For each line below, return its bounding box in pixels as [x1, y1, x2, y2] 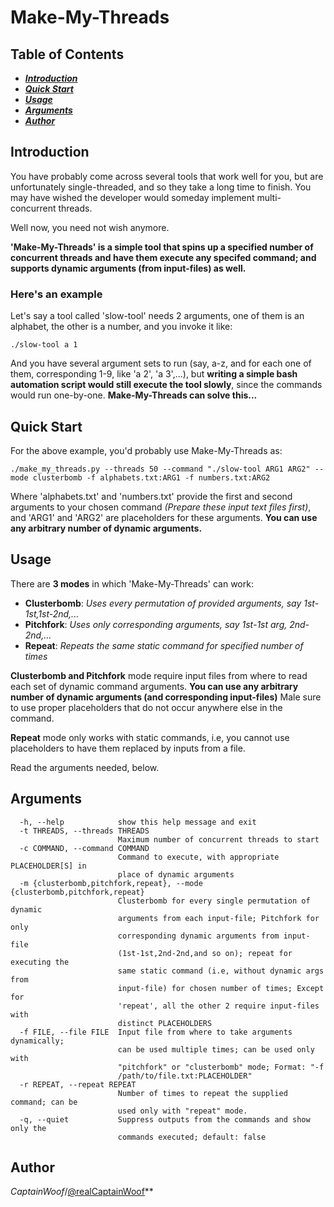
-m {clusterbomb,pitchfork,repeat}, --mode [19, 878, 203, 888]
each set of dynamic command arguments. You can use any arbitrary [10, 680, 299, 692]
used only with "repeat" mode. [117, 1106, 248, 1116]
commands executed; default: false [117, 1132, 267, 1142]
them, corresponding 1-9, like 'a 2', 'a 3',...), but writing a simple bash [10, 368, 298, 380]
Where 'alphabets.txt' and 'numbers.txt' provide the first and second [10, 490, 293, 502]
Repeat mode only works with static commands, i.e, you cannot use [10, 731, 290, 743]
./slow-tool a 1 [10, 340, 78, 350]
